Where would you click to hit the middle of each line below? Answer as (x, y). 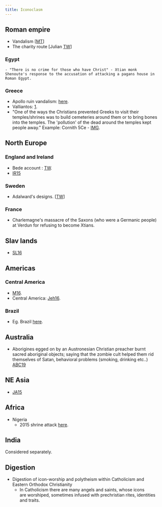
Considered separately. (29, 452)
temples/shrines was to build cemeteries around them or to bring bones (85, 117)
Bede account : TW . (32, 168)
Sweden (15, 186)
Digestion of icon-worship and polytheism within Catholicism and (78, 479)
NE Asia (17, 380)
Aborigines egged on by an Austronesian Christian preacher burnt (79, 349)
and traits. (30, 500)
